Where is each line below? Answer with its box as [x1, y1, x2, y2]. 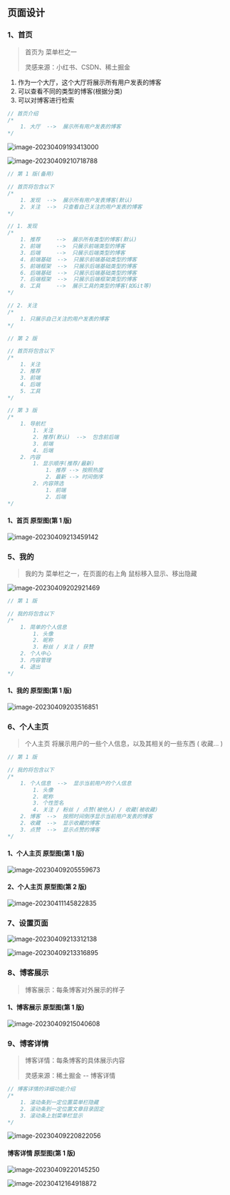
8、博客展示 [7, 968, 49, 978]
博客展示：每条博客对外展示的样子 [24, 985, 125, 994]
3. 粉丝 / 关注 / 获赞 [33, 643, 94, 651]
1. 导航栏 [20, 420, 46, 428]
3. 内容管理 [20, 657, 51, 664]
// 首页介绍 [7, 110, 39, 117]
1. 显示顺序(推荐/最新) [33, 460, 95, 468]
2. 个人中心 [20, 650, 51, 657]
